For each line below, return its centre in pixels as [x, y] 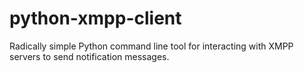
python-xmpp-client [95, 18]
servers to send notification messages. [89, 56]
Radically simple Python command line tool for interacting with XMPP [151, 46]
